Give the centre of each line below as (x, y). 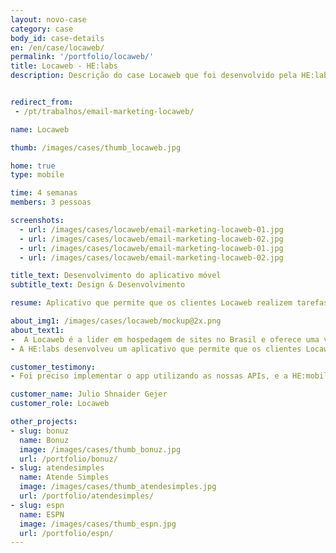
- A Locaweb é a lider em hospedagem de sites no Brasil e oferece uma (165, 339)
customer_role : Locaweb (60, 404)
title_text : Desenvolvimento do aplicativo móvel (116, 276)
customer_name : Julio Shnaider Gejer (89, 394)
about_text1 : (37, 330)
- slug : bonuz (40, 431)
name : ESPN (42, 514)
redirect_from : (42, 102)
